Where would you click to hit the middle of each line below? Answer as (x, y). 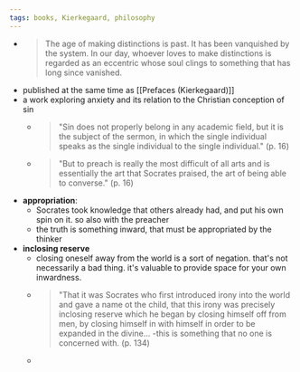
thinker (49, 238)
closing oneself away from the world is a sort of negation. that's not (162, 258)
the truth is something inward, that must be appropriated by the (154, 229)
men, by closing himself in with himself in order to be (157, 323)
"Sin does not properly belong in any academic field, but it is (171, 127)
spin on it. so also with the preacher (103, 219)
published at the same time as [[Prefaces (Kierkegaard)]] (128, 90)
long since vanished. (84, 72)
